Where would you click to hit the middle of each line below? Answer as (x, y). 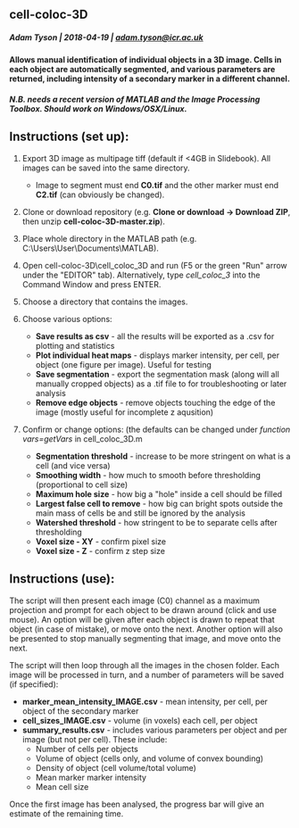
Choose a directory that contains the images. (105, 302)
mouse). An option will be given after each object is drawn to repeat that (142, 619)
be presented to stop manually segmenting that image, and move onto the (145, 638)
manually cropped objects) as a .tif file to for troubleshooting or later (161, 384)
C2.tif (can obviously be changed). (100, 195)
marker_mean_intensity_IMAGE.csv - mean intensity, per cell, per (145, 701)
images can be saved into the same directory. (106, 168)
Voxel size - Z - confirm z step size (100, 551)
